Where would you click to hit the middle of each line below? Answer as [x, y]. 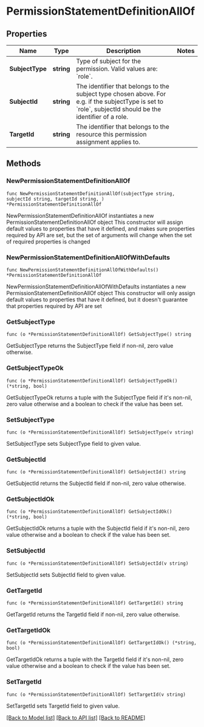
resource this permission [111, 134]
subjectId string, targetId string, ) [55, 199]
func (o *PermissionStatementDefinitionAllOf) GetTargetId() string [95, 603]
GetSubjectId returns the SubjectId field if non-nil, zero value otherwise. [96, 484]
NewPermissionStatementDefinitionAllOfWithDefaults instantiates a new [96, 286]
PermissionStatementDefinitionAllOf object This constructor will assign [95, 222]
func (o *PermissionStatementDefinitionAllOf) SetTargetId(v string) [96, 694]
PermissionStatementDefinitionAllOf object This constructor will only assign [101, 293]
